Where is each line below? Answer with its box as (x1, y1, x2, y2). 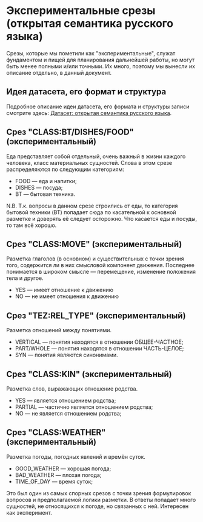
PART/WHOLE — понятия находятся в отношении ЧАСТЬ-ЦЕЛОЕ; (15, 345, 184, 352)
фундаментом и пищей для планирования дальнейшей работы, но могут (6, 56, 195, 63)
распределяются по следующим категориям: (6, 165, 124, 173)
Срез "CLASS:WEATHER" (6, 427, 106, 438)
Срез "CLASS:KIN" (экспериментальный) (6, 369, 172, 379)
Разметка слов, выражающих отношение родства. (6, 385, 138, 392)
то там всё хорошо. (6, 221, 57, 229)
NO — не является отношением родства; (15, 410, 122, 417)
